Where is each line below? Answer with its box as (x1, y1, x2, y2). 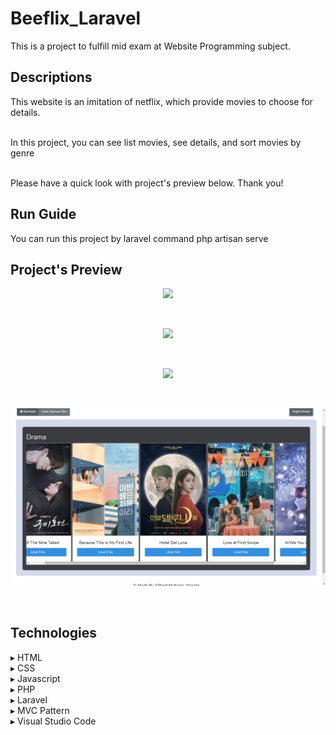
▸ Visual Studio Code (10, 715, 97, 727)
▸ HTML (10, 651, 43, 663)
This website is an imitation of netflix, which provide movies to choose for (10, 95, 313, 107)
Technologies (10, 625, 98, 642)
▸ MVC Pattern (10, 704, 70, 716)
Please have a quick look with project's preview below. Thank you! (10, 177, 284, 189)
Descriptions (10, 69, 93, 86)
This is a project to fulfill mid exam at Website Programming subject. (10, 40, 291, 52)
